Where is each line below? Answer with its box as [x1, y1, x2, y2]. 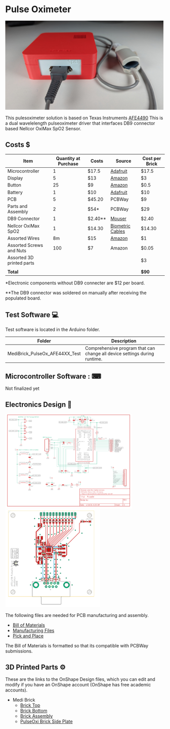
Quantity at [56, 155, 80, 161]
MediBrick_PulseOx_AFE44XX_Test [7, 350, 81, 356]
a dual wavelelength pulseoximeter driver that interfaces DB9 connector [5, 120, 155, 126]
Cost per [142, 155, 161, 161]
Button [7, 182, 22, 188]
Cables [110, 228, 125, 234]
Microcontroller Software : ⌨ [5, 372, 101, 381]
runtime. [85, 356, 103, 362]
